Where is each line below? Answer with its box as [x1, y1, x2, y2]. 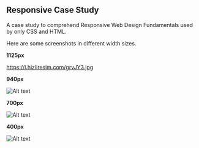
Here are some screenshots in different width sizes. [6, 39, 137, 47]
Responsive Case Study [6, 5, 99, 15]
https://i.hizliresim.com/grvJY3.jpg [6, 63, 94, 71]
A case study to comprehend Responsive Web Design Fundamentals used [6, 21, 193, 28]
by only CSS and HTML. [6, 28, 67, 35]
